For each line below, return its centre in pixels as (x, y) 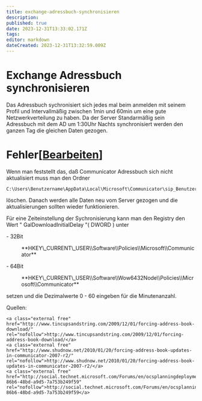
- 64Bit (15, 266)
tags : (13, 34)
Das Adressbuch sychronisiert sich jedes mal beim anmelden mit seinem (96, 105)
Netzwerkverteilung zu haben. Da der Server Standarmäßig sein (86, 118)
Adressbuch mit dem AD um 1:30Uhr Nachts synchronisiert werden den (95, 124)
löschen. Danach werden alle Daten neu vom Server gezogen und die (92, 200)
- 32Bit (15, 236)
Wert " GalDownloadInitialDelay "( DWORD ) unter (68, 224)
